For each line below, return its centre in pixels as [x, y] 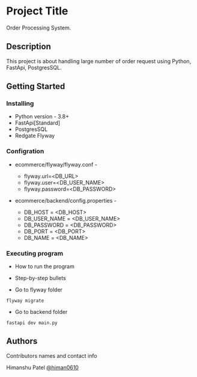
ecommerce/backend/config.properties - [66, 200]
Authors [22, 341]
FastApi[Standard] [38, 123]
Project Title [37, 11]
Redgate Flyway [35, 136]
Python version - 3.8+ [42, 117]
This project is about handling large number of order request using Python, [99, 61]
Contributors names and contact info [52, 355]
